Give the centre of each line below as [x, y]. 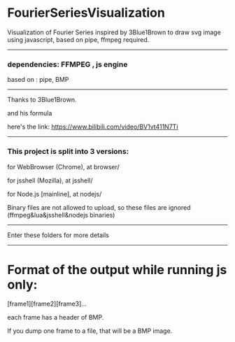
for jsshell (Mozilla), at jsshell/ [50, 180]
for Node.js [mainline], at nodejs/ [55, 194]
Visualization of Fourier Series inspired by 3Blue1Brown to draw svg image [114, 32]
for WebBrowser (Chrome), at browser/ [64, 166]
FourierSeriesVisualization [86, 13]
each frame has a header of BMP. [56, 318]
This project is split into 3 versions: [68, 152]
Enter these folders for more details [58, 235]
